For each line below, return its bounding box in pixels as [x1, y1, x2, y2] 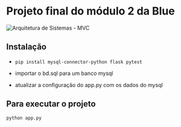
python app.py [6, 115, 42, 121]
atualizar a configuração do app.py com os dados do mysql [14, 81, 163, 88]
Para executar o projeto [6, 99, 96, 109]
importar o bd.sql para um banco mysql [14, 70, 113, 77]
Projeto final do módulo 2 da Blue [6, 4, 175, 18]
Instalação [6, 42, 47, 52]
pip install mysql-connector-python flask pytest [14, 59, 143, 65]
